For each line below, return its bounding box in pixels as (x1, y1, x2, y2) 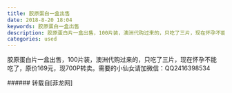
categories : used (7, 36, 57, 43)
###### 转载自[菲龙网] (7, 79, 73, 87)
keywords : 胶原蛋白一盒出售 (7, 23, 79, 30)
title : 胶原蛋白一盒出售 (7, 10, 70, 17)
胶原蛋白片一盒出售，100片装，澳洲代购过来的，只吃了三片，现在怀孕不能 (7, 56, 217, 64)
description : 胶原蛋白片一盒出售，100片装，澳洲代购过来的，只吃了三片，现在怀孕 (7, 29, 216, 37)
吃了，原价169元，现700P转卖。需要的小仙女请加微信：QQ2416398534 (7, 64, 211, 72)
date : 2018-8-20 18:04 (7, 17, 72, 23)
